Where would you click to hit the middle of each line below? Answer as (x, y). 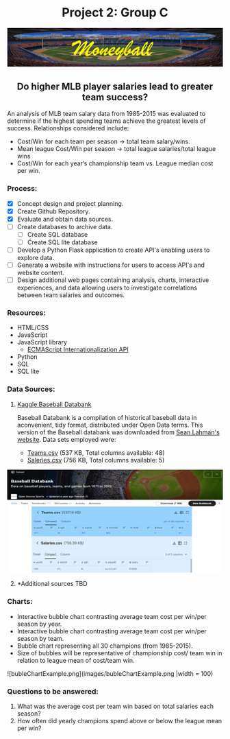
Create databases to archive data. (65, 226)
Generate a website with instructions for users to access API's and (111, 265)
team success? (115, 97)
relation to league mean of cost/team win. (76, 660)
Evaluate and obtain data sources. (65, 219)
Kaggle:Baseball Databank (54, 404)
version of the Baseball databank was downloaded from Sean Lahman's (118, 432)
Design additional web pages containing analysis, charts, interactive (113, 280)
